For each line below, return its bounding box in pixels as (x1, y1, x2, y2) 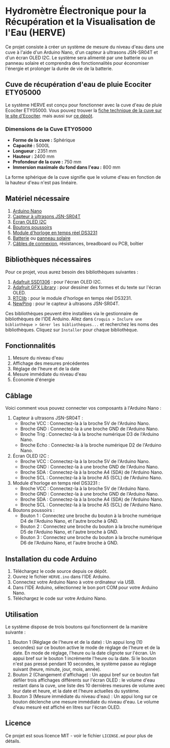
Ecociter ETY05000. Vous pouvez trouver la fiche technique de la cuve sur (5, 107, 162, 113)
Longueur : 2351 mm (12, 148, 57, 154)
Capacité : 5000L (12, 143, 50, 149)
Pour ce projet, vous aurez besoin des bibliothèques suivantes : (5, 269, 138, 275)
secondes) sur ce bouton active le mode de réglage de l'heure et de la (12, 644, 160, 650)
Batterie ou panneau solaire (12, 235, 71, 241)
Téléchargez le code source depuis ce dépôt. (12, 568, 108, 574)
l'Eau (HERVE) (5, 27, 66, 38)
